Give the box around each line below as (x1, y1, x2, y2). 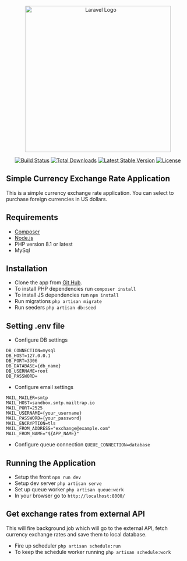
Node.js (14, 234, 34, 241)
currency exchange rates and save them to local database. (6, 531, 147, 538)
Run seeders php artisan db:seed (14, 304, 96, 311)
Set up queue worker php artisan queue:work (14, 486, 124, 493)
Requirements (6, 212, 58, 222)
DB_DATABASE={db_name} (6, 363, 61, 369)
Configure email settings (14, 384, 74, 391)
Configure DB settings (14, 336, 68, 343)
